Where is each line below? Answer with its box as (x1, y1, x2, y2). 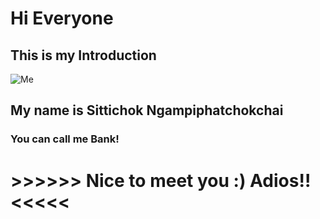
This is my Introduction (10, 47, 157, 64)
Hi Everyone (10, 7, 114, 30)
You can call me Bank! (10, 132, 120, 146)
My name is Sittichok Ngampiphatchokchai (10, 102, 284, 119)
